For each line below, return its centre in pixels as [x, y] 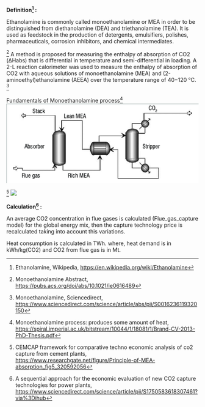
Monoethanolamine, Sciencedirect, [59, 298]
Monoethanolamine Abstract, [52, 279]
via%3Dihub [31, 398]
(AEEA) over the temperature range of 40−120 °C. [134, 80]
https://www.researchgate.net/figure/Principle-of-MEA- [85, 361]
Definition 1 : [22, 9]
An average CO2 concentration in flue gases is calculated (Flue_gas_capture [102, 219]
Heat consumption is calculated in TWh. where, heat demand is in [89, 243]
